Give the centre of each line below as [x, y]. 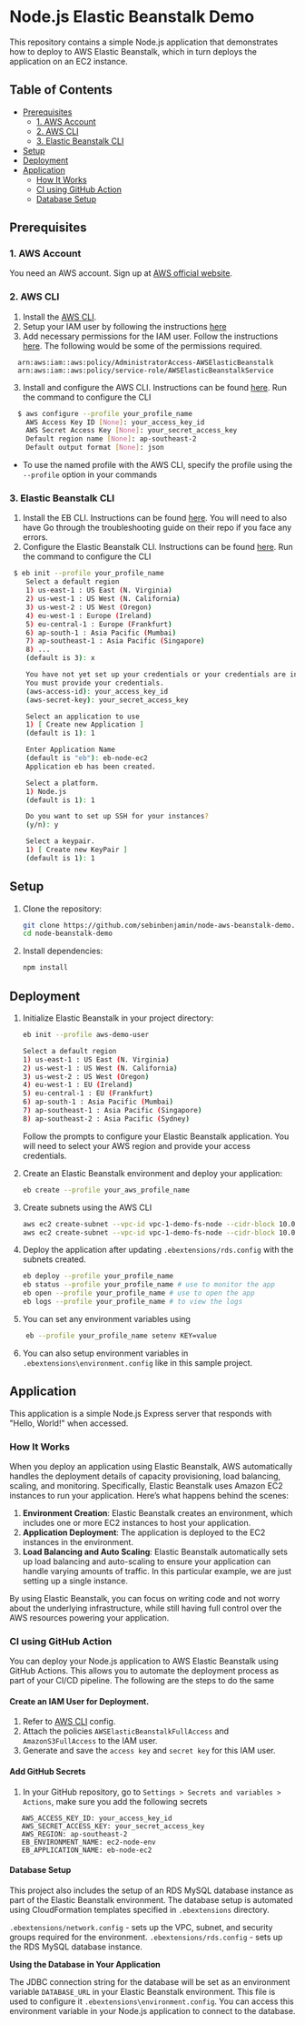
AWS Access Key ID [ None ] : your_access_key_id [115, 422]
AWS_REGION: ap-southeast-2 [74, 1834]
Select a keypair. [60, 841]
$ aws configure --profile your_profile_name [105, 413]
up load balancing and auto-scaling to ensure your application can [147, 1561]
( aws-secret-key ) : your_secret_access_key [107, 700]
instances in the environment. [78, 1542]
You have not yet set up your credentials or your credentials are [156, 675]
